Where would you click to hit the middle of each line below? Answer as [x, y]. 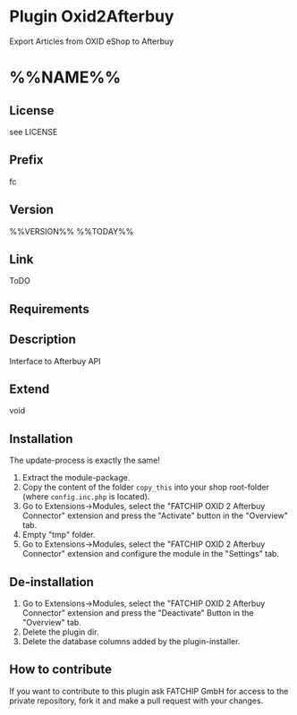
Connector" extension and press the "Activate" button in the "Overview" [155, 515]
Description [42, 340]
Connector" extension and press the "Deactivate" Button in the [138, 613]
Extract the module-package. [76, 478]
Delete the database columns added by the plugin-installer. [131, 642]
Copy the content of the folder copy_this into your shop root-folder [146, 487]
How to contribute [61, 670]
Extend [30, 389]
